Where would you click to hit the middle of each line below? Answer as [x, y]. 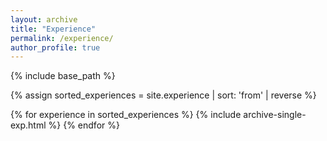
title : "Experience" [53, 29]
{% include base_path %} [63, 76]
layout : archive [44, 19]
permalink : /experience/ [62, 38]
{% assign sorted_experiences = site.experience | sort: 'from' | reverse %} [163, 95]
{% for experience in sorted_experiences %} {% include [126, 115]
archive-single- [275, 115]
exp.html [28, 125]
